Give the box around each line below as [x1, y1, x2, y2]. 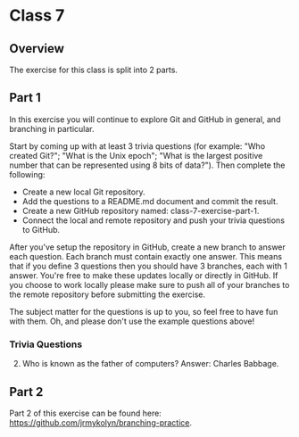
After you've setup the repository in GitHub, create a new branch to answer [9, 242, 286, 252]
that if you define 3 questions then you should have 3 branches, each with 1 [9, 260, 287, 271]
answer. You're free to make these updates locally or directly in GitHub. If [9, 269, 278, 281]
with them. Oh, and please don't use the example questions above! [9, 316, 255, 326]
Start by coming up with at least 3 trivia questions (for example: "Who [9, 140, 266, 152]
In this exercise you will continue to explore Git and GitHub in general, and [9, 113, 281, 125]
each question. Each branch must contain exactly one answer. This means [9, 251, 283, 261]
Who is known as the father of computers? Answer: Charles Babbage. [21, 359, 279, 369]
